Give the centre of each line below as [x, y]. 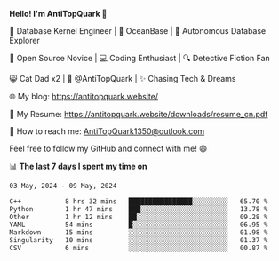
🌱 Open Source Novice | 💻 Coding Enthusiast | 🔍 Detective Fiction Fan [140, 58]
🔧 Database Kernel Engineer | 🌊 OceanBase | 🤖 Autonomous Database [138, 31]
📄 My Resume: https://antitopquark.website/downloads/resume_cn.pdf [139, 114]
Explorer [24, 40]
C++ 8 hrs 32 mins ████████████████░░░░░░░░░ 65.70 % [139, 202]
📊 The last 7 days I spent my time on [79, 166]
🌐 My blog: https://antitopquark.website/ [84, 96]
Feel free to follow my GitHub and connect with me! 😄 [108, 148]
